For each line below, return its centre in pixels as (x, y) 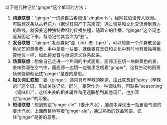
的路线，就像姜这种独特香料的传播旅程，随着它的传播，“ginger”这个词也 (86, 30)
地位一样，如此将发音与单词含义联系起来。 (61, 55)
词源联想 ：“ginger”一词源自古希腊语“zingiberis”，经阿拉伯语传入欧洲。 (85, 18)
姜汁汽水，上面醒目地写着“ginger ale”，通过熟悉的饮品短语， (75, 111)
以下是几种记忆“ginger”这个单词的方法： (47, 7)
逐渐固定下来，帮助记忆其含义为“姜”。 (52, 36)
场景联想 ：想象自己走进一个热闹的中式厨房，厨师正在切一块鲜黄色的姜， (86, 61)
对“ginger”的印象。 (32, 98)
